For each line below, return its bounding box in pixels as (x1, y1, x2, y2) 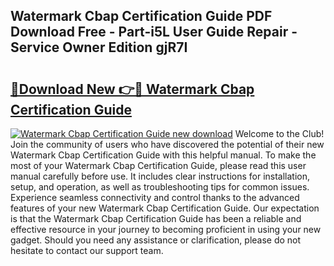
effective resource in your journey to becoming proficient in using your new (10, 224, 322, 235)
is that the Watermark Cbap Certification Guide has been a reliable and (10, 213, 302, 224)
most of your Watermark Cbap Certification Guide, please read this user (10, 160, 307, 171)
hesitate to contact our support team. (10, 245, 164, 256)
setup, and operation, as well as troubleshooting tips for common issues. (10, 181, 310, 193)
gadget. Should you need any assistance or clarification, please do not (10, 234, 302, 246)
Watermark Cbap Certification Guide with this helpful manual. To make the (10, 149, 317, 161)
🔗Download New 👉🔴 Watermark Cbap (10, 80, 255, 98)
